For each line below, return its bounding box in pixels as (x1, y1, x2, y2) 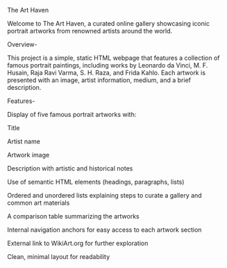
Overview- (7, 40, 38, 48)
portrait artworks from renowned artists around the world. (7, 27, 173, 35)
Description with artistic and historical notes (7, 164, 133, 173)
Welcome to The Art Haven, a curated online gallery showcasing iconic (7, 19, 210, 27)
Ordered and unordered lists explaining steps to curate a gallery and (7, 191, 203, 199)
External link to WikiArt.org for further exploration (7, 239, 149, 247)
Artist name (7, 137, 40, 145)
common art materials (7, 198, 70, 207)
